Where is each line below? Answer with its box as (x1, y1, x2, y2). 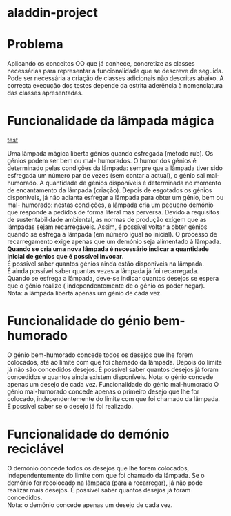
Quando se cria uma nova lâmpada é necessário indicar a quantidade (7, 245, 209, 253)
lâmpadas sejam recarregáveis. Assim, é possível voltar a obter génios (7, 223, 208, 231)
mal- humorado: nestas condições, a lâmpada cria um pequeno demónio (7, 201, 214, 209)
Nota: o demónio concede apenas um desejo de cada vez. (7, 500, 173, 509)
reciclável (7, 441, 64, 457)
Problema (7, 37, 63, 53)
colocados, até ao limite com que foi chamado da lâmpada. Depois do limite (7, 358, 223, 366)
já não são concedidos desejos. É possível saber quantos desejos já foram (7, 365, 219, 374)
